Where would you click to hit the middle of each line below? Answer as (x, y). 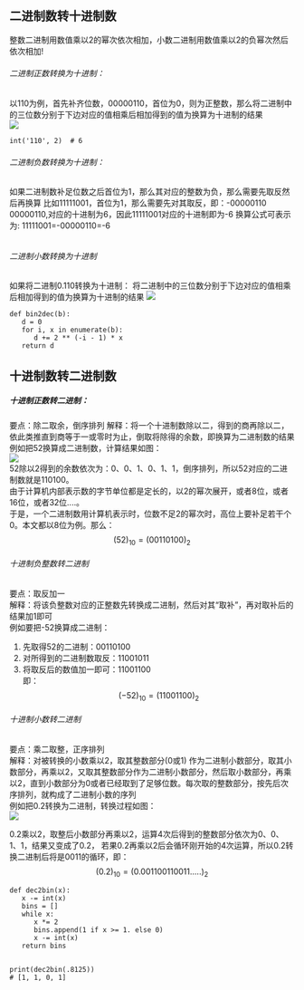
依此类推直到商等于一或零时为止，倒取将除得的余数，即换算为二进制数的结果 (152, 437)
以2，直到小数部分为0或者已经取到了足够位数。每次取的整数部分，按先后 (145, 783)
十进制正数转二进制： (49, 400)
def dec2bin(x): (40, 890)
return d (38, 346)
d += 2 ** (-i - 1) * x (78, 338)
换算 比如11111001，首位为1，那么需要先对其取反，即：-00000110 (146, 203)
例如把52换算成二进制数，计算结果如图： (85, 447)
